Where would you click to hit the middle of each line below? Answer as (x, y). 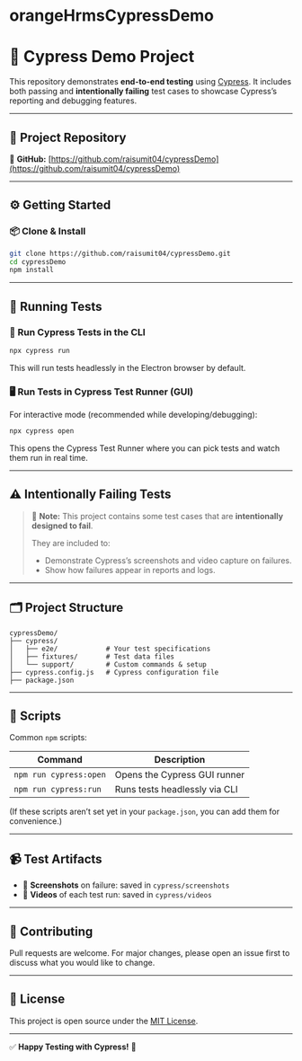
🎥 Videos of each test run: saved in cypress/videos (117, 895)
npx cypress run (40, 350)
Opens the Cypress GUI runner (180, 775)
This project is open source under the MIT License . (104, 1021)
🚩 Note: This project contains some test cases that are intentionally (157, 516)
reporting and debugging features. (73, 101)
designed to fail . (62, 526)
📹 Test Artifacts (56, 859)
